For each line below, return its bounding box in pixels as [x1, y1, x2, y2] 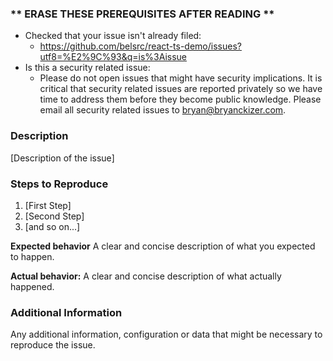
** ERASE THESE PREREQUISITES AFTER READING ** [10, 7, 275, 21]
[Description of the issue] [10, 152, 115, 164]
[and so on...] [24, 220, 81, 232]
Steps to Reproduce [10, 177, 109, 191]
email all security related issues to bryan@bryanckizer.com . [39, 104, 287, 116]
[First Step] [24, 199, 72, 211]
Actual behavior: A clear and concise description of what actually [10, 270, 282, 282]
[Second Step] [24, 210, 85, 222]
